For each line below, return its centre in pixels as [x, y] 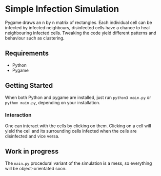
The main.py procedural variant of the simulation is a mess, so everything [79, 163]
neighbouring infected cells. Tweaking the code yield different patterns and [81, 33]
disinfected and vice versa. [32, 136]
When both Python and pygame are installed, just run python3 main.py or [78, 97]
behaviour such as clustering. [35, 38]
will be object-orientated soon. [36, 168]
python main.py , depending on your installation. [53, 102]
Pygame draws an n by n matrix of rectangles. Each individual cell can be [79, 22]
